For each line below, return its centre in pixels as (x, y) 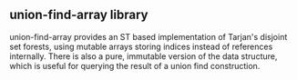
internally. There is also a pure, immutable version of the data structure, (143, 56)
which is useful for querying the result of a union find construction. (135, 65)
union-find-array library (79, 15)
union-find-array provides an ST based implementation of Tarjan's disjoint (148, 36)
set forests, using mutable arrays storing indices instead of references (141, 46)
